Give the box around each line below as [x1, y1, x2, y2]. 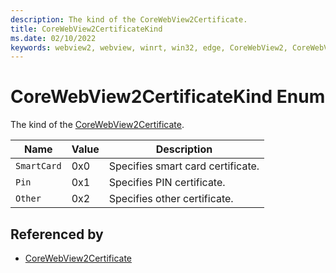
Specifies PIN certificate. [108, 176, 226, 190]
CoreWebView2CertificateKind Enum [10, 86, 326, 108]
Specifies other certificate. [108, 192, 234, 206]
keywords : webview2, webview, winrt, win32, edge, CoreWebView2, [10, 42, 288, 53]
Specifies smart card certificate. [108, 159, 260, 173]
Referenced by [10, 226, 104, 243]
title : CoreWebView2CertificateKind [10, 24, 163, 34]
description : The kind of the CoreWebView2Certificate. [10, 14, 248, 25]
